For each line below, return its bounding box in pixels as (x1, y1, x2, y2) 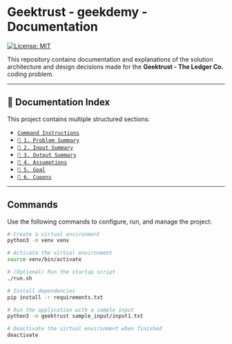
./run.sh (7, 275, 32, 282)
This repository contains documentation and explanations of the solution (7, 55, 213, 63)
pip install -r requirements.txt (7, 293, 104, 301)
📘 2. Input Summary (17, 144, 74, 151)
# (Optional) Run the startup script (7, 269, 116, 275)
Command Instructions (17, 129, 79, 136)
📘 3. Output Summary (17, 152, 77, 159)
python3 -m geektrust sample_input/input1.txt (7, 313, 144, 320)
